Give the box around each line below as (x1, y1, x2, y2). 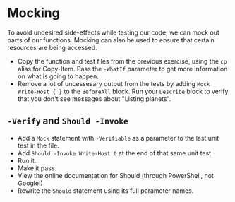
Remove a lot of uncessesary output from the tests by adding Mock (17, 79, 210, 88)
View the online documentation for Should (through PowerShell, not (17, 171, 214, 179)
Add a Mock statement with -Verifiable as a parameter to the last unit (17, 133, 219, 142)
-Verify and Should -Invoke (7, 115, 129, 127)
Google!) (17, 179, 44, 187)
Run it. (17, 156, 37, 165)
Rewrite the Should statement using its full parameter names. (17, 186, 194, 195)
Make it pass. (17, 164, 57, 172)
